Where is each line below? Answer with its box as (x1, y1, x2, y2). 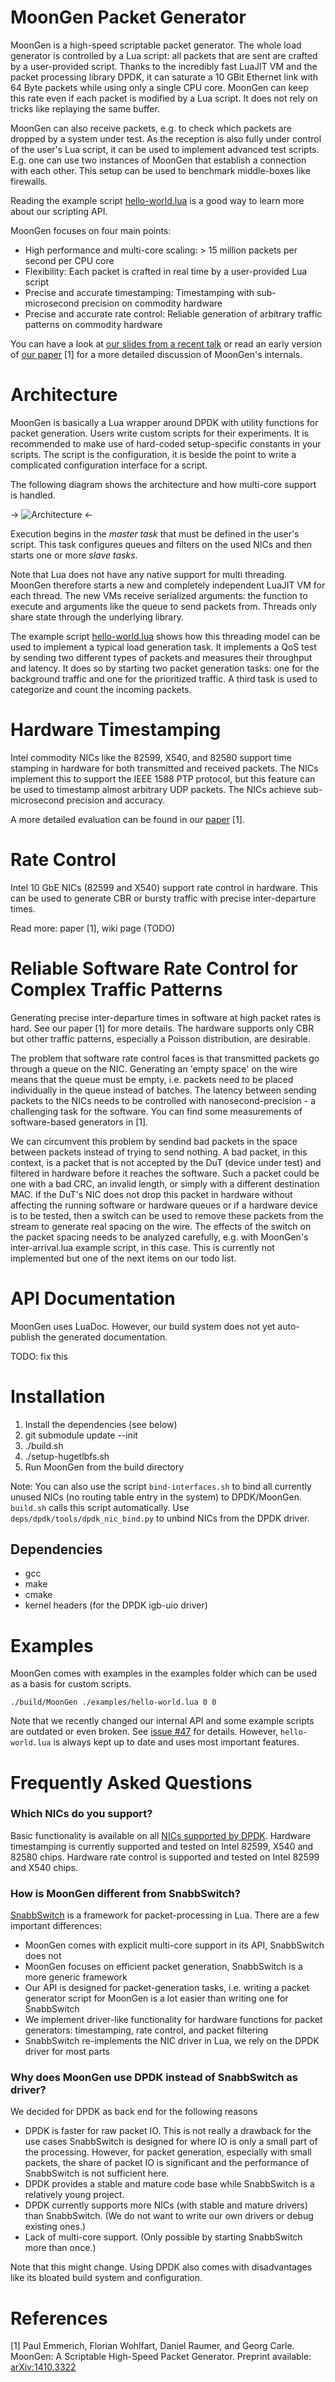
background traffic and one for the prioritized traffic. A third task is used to (10, 672, 318, 685)
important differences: (10, 1920, 102, 1932)
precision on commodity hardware (81, 297, 223, 309)
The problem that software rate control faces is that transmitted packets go (10, 1052, 320, 1064)
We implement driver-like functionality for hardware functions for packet (24, 2014, 323, 2026)
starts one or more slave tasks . (10, 549, 138, 561)
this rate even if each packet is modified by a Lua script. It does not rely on (10, 92, 318, 104)
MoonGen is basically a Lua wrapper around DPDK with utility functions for (10, 416, 319, 428)
